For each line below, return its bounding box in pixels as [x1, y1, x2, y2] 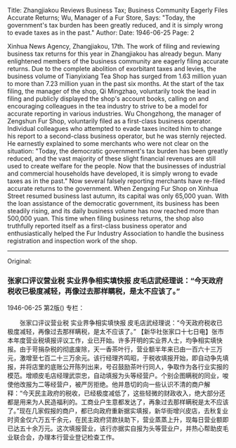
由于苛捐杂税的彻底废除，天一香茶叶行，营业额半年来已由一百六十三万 [19, 345, 223, 354]
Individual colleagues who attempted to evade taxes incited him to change [7, 125, 223, 132]
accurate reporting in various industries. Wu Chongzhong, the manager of [7, 109, 221, 118]
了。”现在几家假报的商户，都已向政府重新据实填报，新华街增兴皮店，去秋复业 [7, 406, 229, 415]
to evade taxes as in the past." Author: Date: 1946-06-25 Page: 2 [7, 28, 195, 37]
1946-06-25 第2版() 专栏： [7, 304, 85, 312]
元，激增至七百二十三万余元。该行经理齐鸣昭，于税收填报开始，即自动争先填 [7, 354, 229, 362]
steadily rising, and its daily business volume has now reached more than [7, 207, 219, 215]
